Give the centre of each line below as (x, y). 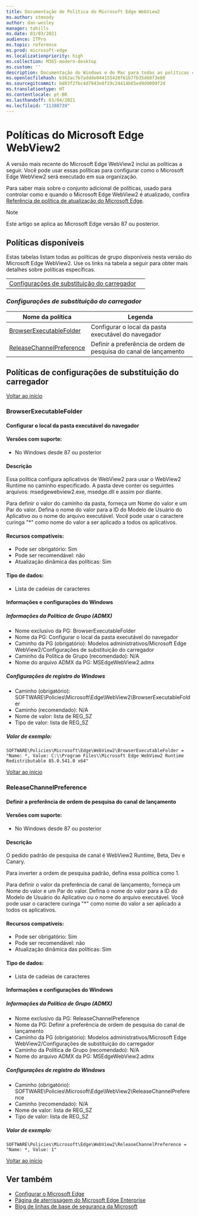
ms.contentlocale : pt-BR (37, 95)
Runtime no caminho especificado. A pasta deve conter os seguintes (90, 486)
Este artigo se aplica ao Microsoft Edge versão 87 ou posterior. (83, 224)
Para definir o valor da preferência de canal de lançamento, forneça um (93, 885)
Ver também (29, 1179)
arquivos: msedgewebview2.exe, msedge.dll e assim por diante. (84, 492)
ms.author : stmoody (30, 17)
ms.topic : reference (32, 45)
